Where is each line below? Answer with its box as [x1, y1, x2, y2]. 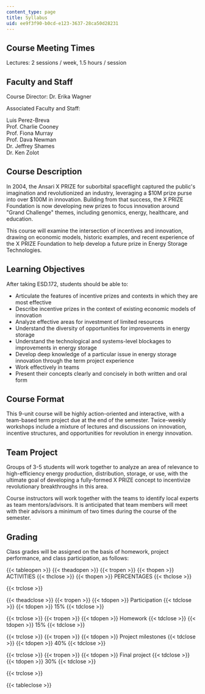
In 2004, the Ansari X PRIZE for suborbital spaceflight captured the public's [6, 182, 196, 190]
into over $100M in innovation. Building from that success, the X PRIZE [6, 196, 184, 203]
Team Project [6, 447, 58, 457]
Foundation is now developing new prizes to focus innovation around [6, 202, 180, 209]
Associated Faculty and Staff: [6, 105, 81, 112]
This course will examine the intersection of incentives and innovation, [6, 227, 183, 234]
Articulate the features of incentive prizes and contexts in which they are [15, 292, 198, 299]
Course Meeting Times [6, 43, 95, 53]
